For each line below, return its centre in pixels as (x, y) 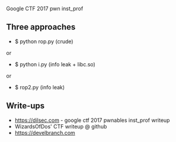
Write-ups (25, 106)
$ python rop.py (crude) (44, 41)
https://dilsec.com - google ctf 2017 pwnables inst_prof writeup (92, 120)
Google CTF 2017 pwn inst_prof (45, 9)
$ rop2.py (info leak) (40, 87)
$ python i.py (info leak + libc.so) (55, 64)
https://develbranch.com (45, 133)
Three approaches (41, 27)
